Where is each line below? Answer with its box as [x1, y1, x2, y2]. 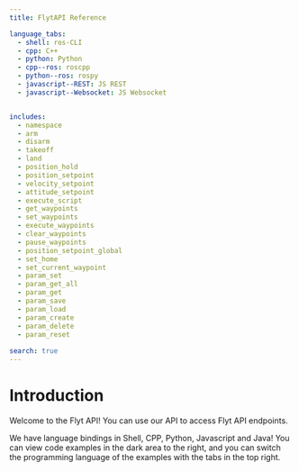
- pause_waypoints [17, 238, 87, 247]
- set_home [17, 254, 59, 264]
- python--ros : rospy [17, 71, 99, 81]
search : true [9, 347, 59, 356]
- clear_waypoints [17, 230, 87, 239]
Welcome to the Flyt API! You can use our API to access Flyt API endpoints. [9, 415, 288, 426]
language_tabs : [9, 29, 67, 39]
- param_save [17, 296, 67, 305]
